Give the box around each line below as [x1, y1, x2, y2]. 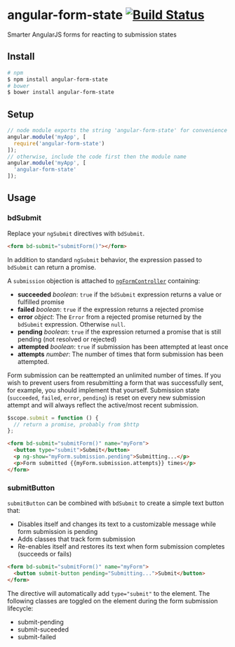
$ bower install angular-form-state [7, 89, 114, 96]
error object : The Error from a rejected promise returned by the [17, 313, 202, 321]
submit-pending [17, 617, 65, 626]
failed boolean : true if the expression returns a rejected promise [17, 305, 204, 313]
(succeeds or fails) [17, 549, 72, 558]
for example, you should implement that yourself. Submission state [7, 386, 200, 394]
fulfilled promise [17, 297, 65, 306]
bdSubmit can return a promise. [7, 263, 97, 271]
